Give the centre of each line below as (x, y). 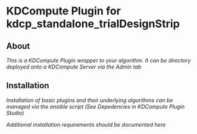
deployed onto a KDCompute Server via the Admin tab (74, 67)
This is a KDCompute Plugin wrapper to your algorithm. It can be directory (98, 60)
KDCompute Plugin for (64, 11)
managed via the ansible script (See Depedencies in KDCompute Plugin (95, 106)
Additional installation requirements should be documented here (86, 124)
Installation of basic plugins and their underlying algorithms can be (90, 100)
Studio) (15, 113)
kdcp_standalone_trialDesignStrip (93, 24)
